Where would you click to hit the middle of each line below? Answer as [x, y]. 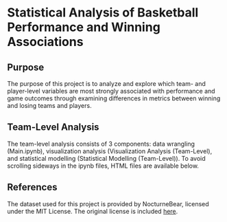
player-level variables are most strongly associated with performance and [111, 91]
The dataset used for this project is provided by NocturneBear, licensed [108, 203]
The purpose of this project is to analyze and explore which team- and [106, 84]
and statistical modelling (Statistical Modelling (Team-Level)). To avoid [106, 158]
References [32, 187]
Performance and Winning [84, 27]
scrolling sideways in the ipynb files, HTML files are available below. [103, 166]
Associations [45, 42]
